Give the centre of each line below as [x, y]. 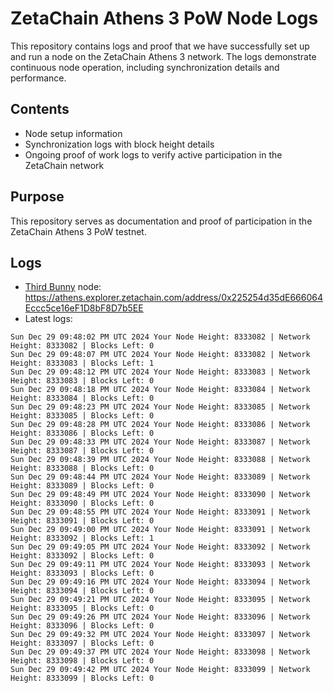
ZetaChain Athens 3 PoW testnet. [78, 231]
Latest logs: [48, 319]
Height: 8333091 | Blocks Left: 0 [82, 521]
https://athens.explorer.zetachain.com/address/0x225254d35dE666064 [173, 298]
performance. [38, 78]
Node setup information [73, 133]
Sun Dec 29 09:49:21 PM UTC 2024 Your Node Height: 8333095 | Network [160, 600]
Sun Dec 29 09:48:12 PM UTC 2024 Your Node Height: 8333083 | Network [160, 372]
